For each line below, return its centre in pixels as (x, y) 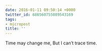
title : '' (16, 29)
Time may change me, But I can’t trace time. (51, 43)
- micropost (18, 24)
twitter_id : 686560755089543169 (39, 15)
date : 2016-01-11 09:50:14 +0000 (40, 10)
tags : (11, 19)
